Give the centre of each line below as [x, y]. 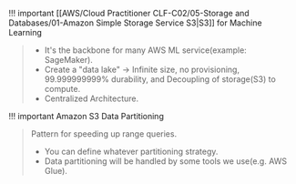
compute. [62, 89]
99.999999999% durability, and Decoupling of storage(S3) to [160, 79]
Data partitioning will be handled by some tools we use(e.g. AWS [166, 161]
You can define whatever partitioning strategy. [131, 151]
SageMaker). [68, 60]
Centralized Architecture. [92, 98]
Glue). [56, 171]
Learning [26, 32]
